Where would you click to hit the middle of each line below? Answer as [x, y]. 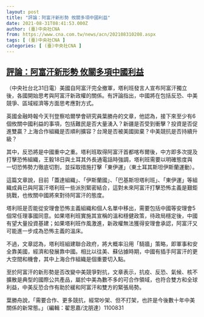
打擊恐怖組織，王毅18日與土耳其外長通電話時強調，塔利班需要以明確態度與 [100, 159]
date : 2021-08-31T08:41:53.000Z [47, 23]
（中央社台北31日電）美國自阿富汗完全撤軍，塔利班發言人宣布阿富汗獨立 [97, 88]
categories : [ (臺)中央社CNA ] [44, 46]
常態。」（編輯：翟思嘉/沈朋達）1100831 [76, 307]
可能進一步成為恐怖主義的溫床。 [46, 231]
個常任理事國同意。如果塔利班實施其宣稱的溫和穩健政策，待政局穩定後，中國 [102, 215]
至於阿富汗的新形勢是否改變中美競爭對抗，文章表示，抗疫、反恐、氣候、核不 [102, 272]
